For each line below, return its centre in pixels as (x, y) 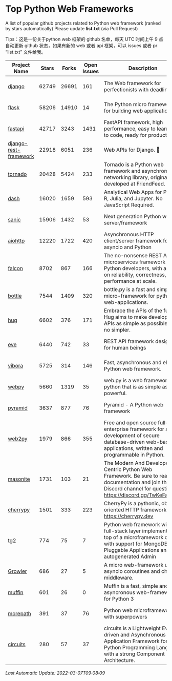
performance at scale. (131, 281)
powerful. (115, 393)
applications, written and (134, 448)
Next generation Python (133, 216)
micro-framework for (130, 296)
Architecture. (120, 660)
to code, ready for (125, 135)
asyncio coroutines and (132, 571)
